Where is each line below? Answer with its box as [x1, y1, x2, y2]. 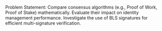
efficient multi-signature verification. [5, 20, 81, 26]
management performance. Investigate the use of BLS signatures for [5, 15, 148, 20]
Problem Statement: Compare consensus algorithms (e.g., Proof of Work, [5, 4, 157, 10]
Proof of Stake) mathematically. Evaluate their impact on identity [5, 9, 139, 15]
